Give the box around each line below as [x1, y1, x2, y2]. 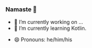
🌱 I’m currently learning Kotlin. [13, 25, 87, 32]
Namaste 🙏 [5, 5, 37, 13]
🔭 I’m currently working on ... [13, 19, 83, 26]
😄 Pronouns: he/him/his [13, 36, 72, 43]
